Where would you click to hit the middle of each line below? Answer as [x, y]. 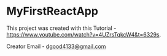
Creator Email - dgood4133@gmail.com [56, 46]
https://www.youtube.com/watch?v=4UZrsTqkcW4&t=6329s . [84, 34]
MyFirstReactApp [52, 11]
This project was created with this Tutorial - [61, 28]
